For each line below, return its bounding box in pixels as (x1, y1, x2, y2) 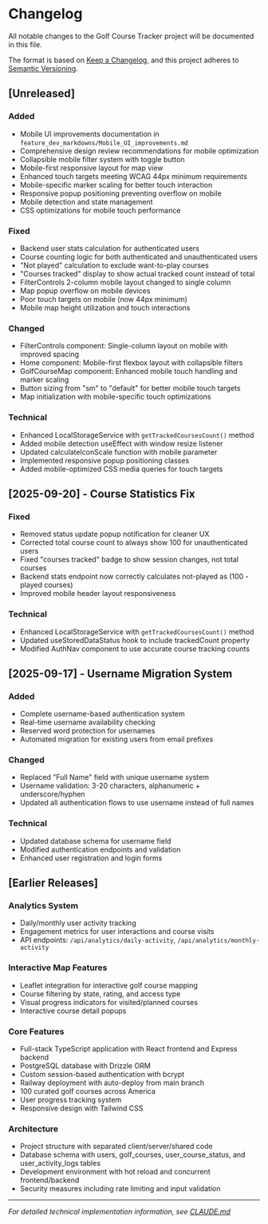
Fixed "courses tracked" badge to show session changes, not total (19, 554, 239, 564)
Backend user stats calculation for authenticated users (19, 243, 199, 252)
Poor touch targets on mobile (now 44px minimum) (19, 294, 187, 304)
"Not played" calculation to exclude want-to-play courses (19, 260, 209, 270)
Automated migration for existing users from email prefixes (19, 734, 214, 744)
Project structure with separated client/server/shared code (19, 1142, 213, 1151)
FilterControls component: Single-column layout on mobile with (19, 341, 228, 351)
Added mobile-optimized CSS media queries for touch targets (19, 464, 223, 474)
